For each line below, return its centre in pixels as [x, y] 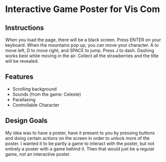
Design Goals [26, 121]
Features [19, 77]
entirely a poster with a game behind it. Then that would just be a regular [80, 148]
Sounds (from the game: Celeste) [47, 94]
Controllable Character [36, 105]
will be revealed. [22, 61]
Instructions [24, 28]
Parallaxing [24, 99]
